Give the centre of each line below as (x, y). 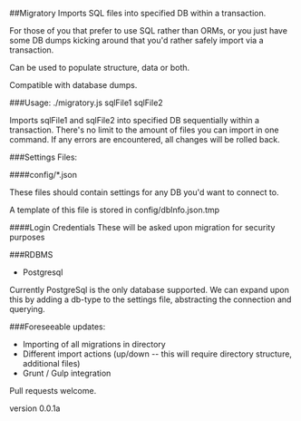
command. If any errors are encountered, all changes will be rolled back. (145, 139)
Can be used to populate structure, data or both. (100, 68)
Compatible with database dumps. (73, 85)
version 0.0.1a (35, 408)
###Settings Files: (44, 157)
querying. (27, 309)
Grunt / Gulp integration (67, 373)
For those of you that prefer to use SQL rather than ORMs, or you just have (149, 30)
